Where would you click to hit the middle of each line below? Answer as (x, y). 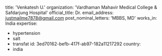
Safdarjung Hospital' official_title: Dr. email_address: (59, 13)
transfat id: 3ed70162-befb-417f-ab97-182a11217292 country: (76, 44)
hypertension (26, 33)
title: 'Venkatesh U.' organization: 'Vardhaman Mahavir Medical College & (81, 7)
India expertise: (22, 23)
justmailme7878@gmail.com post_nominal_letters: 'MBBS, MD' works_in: (81, 18)
